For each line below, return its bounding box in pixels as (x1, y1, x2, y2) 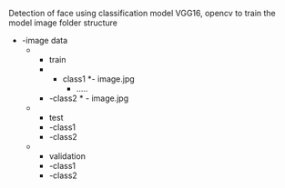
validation (48, 151, 86, 162)
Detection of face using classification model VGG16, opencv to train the (8, 8, 277, 18)
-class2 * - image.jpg (48, 93, 129, 104)
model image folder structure (8, 17, 117, 28)
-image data (21, 35, 68, 45)
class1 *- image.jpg (62, 74, 136, 84)
